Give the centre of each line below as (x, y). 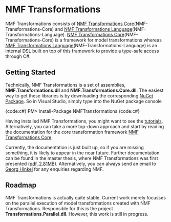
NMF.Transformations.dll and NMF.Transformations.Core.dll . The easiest (84, 90)
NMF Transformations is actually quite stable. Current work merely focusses (86, 197)
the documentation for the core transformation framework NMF (72, 132)
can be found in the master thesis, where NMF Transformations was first (82, 158)
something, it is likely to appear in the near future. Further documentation (82, 153)
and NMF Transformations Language (93, 29)
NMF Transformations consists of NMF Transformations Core (70, 24)
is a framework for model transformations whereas (108, 40)
